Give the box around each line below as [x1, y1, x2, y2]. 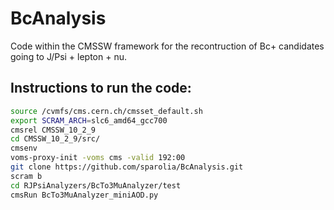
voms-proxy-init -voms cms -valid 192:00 [10, 153, 186, 163]
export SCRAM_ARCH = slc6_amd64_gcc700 [10, 115, 168, 126]
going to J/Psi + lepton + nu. [10, 50, 127, 62]
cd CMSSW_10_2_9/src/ [10, 134, 101, 144]
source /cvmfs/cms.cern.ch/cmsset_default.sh [10, 106, 203, 116]
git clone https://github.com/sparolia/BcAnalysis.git [10, 162, 244, 172]
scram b [10, 171, 43, 181]
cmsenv [10, 143, 38, 154]
